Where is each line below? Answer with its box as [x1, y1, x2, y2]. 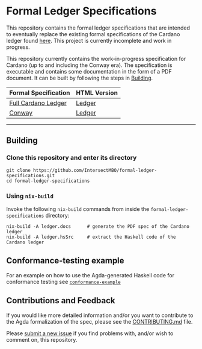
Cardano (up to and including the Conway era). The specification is [6, 61, 173, 69]
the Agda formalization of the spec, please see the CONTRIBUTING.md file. [6, 318, 193, 325]
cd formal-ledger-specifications [6, 178, 90, 184]
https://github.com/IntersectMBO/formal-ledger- [32, 167, 158, 173]
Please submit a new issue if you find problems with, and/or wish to [6, 330, 174, 337]
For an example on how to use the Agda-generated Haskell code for [6, 271, 174, 278]
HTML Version [76, 89, 118, 97]
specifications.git [6, 172, 55, 178]
